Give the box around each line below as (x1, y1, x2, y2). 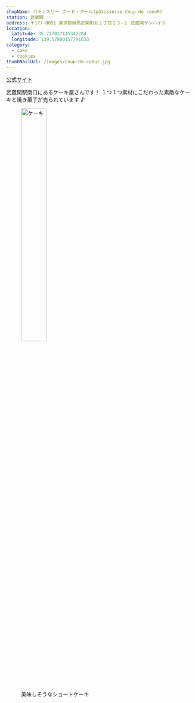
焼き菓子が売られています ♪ (16, 96, 85, 103)
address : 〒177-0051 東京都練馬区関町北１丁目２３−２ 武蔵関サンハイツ (6, 20, 166, 26)
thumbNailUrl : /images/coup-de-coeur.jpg (6, 58, 111, 64)
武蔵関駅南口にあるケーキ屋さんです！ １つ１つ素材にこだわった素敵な (6, 88, 180, 95)
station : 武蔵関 (6, 14, 44, 20)
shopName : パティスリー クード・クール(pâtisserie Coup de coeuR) (6, 8, 163, 15)
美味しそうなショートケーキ (21, 690, 89, 698)
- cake (11, 48, 28, 54)
